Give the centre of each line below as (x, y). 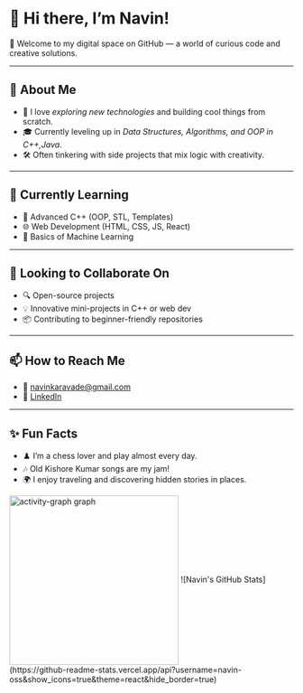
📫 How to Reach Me (67, 361)
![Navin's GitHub (211, 579)
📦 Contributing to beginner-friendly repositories (112, 319)
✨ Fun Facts (44, 433)
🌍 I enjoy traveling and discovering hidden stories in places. (134, 479)
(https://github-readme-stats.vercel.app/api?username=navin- (125, 670)
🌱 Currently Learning (69, 195)
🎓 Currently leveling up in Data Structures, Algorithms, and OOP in (147, 131)
